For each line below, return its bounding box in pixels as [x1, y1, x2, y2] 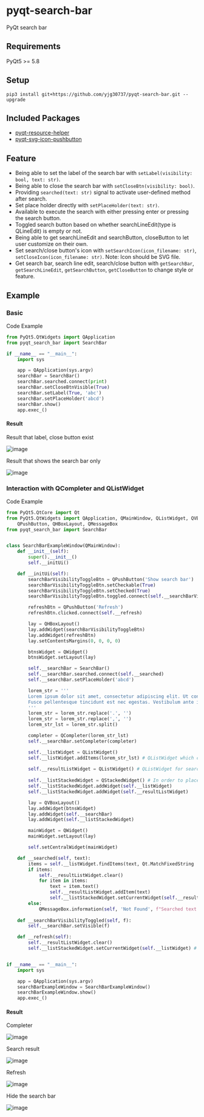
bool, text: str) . [15, 176, 61, 183]
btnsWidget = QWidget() [28, 648, 88, 655]
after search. [15, 195, 47, 202]
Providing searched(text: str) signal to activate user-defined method [15, 189, 191, 196]
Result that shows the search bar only [6, 457, 101, 464]
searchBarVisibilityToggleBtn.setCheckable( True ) [28, 582, 156, 588]
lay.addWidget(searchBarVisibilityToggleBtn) [28, 627, 146, 633]
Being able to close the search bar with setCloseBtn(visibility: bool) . [15, 182, 195, 190]
